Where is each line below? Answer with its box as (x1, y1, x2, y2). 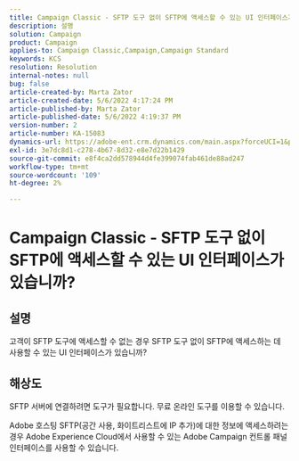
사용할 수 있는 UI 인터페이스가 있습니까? (9, 347, 148, 358)
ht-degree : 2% (9, 179, 62, 188)
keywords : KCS (9, 54, 62, 63)
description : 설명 (9, 21, 74, 30)
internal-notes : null (9, 71, 90, 80)
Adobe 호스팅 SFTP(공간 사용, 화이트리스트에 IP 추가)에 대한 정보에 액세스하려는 (9, 420, 289, 431)
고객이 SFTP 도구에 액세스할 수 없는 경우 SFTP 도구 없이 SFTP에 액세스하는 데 (9, 336, 281, 347)
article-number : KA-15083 (9, 129, 105, 138)
